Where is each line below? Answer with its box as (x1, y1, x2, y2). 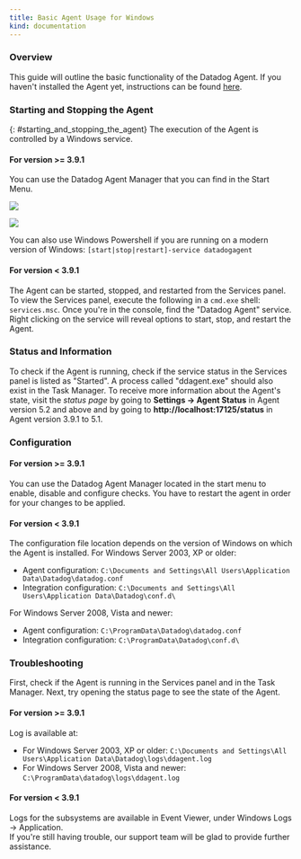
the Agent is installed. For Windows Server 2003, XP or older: (9, 547, 237, 558)
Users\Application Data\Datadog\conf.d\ (22, 592, 176, 601)
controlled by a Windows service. (9, 134, 133, 145)
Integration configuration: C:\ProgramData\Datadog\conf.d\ (22, 634, 240, 645)
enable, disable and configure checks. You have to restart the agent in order (9, 487, 291, 499)
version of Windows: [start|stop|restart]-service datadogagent (9, 244, 253, 255)
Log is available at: (9, 727, 79, 738)
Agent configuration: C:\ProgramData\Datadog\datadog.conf (22, 625, 243, 636)
